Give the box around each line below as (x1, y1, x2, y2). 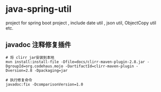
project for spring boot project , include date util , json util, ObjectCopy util (5, 20, 157, 26)
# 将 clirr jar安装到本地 (5, 55, 55, 60)
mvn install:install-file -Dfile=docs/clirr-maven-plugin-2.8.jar (5, 59, 145, 64)
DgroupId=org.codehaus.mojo (5, 63, 64, 69)
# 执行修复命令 (5, 78, 33, 83)
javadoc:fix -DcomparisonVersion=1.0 (5, 82, 83, 87)
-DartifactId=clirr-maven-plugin (65, 63, 134, 69)
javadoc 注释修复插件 (5, 41, 71, 49)
